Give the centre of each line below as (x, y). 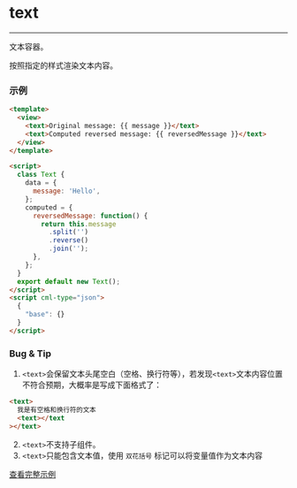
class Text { (41, 175)
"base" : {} (45, 315)
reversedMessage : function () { (90, 216)
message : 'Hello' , (66, 191)
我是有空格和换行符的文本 (57, 410)
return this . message (79, 224)
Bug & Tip (30, 354)
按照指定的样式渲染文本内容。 (63, 65)
